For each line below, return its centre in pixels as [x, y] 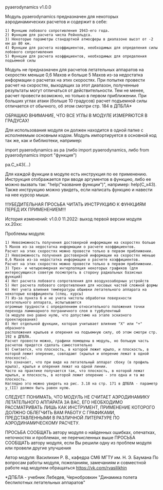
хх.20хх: [14, 224]
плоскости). [17, 358]
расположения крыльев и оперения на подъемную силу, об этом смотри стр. [81, 332]
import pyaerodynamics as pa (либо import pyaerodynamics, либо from [77, 150]
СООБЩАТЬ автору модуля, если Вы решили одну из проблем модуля [78, 443]
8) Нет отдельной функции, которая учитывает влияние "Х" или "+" [74, 324]
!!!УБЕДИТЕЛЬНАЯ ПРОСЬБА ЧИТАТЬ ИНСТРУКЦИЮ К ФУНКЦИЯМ [75, 204]
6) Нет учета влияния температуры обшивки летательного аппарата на [76, 290]
